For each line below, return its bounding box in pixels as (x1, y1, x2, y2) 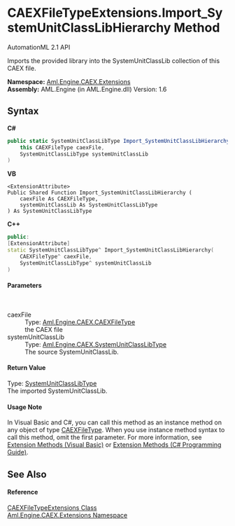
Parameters (7, 282, 42, 290)
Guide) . (7, 448, 29, 457)
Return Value (7, 364, 46, 372)
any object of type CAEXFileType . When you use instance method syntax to (7, 426, 225, 434)
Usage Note (7, 403, 43, 411)
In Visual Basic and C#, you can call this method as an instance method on (7, 418, 222, 427)
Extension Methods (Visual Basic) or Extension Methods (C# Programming (7, 441, 222, 449)
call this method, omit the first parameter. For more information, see (7, 433, 202, 442)
